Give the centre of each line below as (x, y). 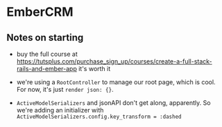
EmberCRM (40, 12)
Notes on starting (45, 38)
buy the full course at (47, 54)
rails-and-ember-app (47, 69)
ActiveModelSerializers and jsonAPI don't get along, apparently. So (113, 103)
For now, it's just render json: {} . (65, 89)
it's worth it (94, 69)
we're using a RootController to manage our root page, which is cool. (116, 82)
